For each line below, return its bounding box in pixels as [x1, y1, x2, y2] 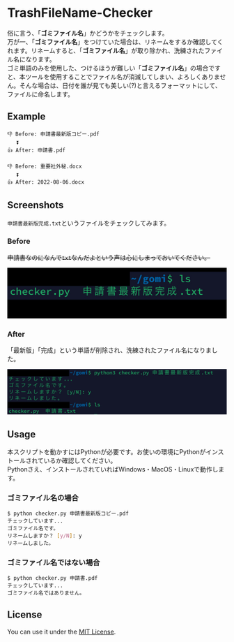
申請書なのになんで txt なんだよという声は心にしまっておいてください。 [7, 253, 211, 261]
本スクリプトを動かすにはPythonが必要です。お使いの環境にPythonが [7, 448, 206, 456]
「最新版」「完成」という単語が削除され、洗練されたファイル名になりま [7, 346, 212, 354]
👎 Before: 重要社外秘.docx [7, 163, 82, 170]
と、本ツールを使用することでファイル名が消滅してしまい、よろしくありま [7, 72, 221, 81]
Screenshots [7, 199, 64, 211]
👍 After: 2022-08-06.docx [7, 178, 85, 186]
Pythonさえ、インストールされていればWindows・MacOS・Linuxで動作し [7, 465, 219, 474]
